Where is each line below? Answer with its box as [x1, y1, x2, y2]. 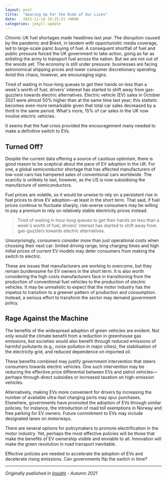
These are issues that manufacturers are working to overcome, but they [5, 263, 152, 269]
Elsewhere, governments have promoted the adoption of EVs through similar [5, 399, 162, 405]
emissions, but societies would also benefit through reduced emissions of [5, 338, 156, 344]
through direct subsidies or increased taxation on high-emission [23, 374, 155, 380]
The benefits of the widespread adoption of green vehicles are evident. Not [5, 327, 160, 333]
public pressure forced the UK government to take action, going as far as [5, 51, 155, 57]
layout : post [5, 7, 32, 12]
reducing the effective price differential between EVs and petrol [5, 369, 135, 375]
